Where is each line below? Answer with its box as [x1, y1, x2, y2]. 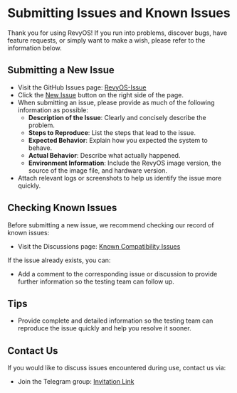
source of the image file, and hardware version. [28, 166, 167, 175]
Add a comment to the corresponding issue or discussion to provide [17, 269, 218, 278]
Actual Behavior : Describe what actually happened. [28, 151, 181, 159]
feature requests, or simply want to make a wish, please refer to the [7, 36, 206, 44]
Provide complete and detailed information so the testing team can [17, 316, 214, 325]
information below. [7, 43, 62, 52]
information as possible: [17, 105, 89, 114]
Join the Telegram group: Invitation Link [17, 377, 135, 386]
